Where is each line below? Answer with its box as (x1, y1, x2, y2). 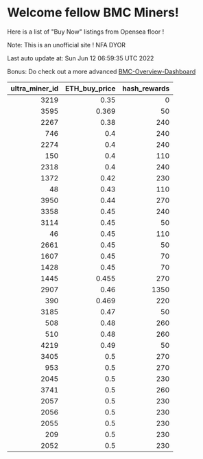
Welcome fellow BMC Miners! (7, 5, 180, 21)
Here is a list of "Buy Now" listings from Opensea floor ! (7, 27, 165, 36)
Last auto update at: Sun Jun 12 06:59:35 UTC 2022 (7, 54, 154, 62)
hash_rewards (122, 84, 170, 93)
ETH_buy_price (64, 84, 116, 93)
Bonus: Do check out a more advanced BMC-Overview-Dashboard (7, 67, 196, 75)
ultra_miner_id (10, 84, 59, 93)
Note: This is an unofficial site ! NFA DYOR (7, 40, 126, 49)
